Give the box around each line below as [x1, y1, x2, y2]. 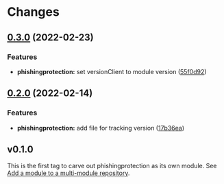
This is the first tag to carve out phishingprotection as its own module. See [7, 162, 217, 170]
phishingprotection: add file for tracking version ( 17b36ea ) [16, 124, 185, 132]
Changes [7, 4, 60, 20]
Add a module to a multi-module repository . [7, 169, 130, 177]
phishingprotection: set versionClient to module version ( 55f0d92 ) [16, 67, 207, 76]
